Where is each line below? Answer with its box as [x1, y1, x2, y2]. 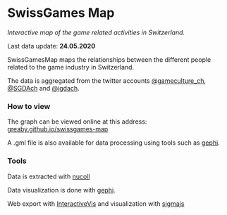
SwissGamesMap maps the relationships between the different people [7, 55, 211, 64]
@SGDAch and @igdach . [7, 84, 80, 92]
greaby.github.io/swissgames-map [7, 125, 109, 133]
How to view [7, 101, 51, 111]
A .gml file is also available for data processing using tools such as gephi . [7, 138, 220, 147]
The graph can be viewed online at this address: [7, 117, 147, 126]
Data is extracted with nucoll [7, 172, 90, 181]
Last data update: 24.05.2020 [7, 41, 96, 50]
